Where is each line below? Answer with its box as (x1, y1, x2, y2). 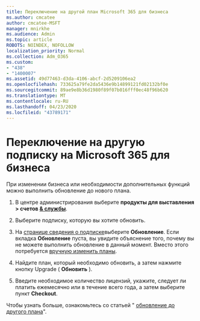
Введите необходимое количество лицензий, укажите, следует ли (14, 277, 187, 284)
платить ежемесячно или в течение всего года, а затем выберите (14, 284, 186, 291)
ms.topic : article (6, 37, 52, 43)
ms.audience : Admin (6, 31, 55, 37)
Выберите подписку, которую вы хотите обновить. (14, 217, 146, 224)
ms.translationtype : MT (6, 93, 66, 99)
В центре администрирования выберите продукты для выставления (14, 199, 195, 206)
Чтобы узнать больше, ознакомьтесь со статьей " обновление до (6, 302, 175, 309)
